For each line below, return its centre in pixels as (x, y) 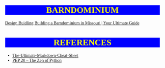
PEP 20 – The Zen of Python (37, 60)
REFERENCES (82, 42)
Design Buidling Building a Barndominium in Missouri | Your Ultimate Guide (72, 23)
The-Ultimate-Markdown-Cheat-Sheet (45, 56)
